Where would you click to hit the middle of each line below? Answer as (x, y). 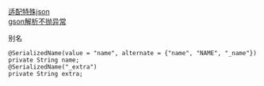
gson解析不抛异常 (37, 21)
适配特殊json (29, 11)
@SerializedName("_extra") (53, 67)
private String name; (44, 60)
